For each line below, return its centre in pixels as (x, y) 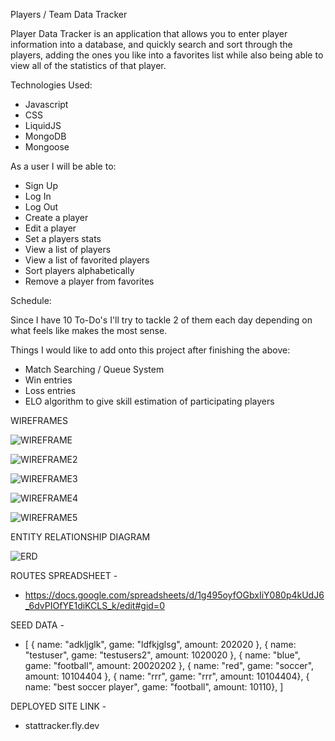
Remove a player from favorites (89, 281)
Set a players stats (63, 238)
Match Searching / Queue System (94, 369)
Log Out (41, 207)
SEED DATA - (37, 625)
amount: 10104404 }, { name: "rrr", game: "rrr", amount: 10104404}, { (167, 676)
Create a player (56, 217)
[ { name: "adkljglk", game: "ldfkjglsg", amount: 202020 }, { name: (160, 644)
